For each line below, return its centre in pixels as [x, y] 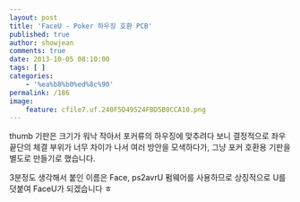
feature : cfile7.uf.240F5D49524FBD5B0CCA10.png [116, 110]
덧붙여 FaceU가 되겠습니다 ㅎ [60, 189]
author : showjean [42, 43]
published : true [39, 34]
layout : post [34, 18]
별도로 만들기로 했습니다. [52, 159]
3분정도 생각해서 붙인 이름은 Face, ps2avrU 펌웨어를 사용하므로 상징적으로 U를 [148, 178]
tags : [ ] [28, 68]
